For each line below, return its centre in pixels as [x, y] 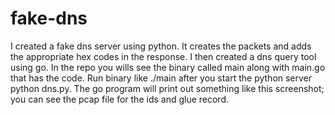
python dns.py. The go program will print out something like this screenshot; [167, 88]
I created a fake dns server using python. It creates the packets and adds [161, 46]
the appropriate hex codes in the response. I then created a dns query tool [163, 56]
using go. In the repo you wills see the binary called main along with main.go [168, 67]
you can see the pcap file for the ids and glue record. [120, 99]
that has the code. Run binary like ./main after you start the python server [161, 78]
